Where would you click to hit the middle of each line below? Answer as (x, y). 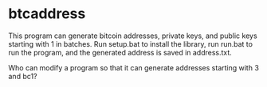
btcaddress (47, 14)
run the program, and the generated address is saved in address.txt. (120, 52)
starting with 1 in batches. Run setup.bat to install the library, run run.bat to (131, 43)
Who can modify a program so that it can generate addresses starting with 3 (133, 67)
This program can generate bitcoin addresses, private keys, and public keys (133, 36)
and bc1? (23, 76)
